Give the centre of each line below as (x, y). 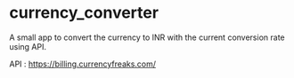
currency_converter (84, 13)
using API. (28, 46)
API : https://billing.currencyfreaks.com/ (83, 64)
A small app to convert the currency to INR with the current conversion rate (147, 37)
